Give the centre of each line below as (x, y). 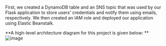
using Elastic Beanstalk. (30, 23)
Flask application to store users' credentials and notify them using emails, (81, 12)
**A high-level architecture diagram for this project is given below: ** (77, 33)
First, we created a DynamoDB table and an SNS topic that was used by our (83, 7)
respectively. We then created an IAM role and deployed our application (79, 18)
